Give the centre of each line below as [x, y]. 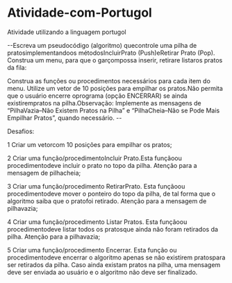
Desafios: [21, 131]
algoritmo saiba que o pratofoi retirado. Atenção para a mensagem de [107, 201]
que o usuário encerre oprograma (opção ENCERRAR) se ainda [97, 96]
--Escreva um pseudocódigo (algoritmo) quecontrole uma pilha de [102, 45]
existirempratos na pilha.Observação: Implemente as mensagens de [104, 103]
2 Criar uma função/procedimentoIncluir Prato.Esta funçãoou [95, 158]
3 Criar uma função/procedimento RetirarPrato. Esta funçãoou [96, 186]
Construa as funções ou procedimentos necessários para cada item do [109, 80]
